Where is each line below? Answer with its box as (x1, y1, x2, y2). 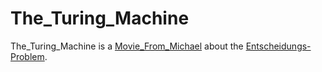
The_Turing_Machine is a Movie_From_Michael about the (10, 40, 244, 52)
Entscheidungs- (245, 40, 312, 52)
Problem (10, 50, 45, 62)
